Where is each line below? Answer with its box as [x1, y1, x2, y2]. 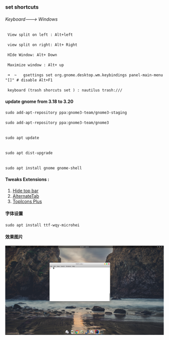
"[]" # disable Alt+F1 [5, 78, 53, 83]
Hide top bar [12, 188, 39, 194]
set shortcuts [5, 4, 39, 11]
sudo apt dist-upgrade [5, 150, 53, 156]
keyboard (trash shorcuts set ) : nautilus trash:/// [7, 88, 123, 93]
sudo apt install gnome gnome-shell [5, 165, 82, 171]
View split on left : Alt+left [7, 32, 73, 37]
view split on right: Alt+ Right [7, 42, 78, 47]
